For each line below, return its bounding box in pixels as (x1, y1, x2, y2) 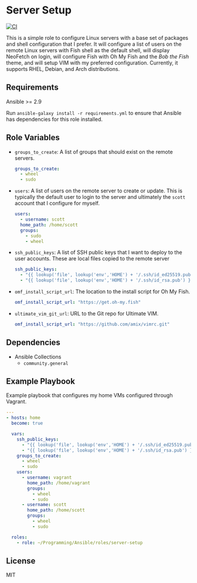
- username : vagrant (21, 474, 72, 481)
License (6, 555, 36, 566)
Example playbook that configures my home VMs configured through (6, 392, 173, 399)
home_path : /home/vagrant (27, 480, 91, 486)
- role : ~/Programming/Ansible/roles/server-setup (16, 540, 143, 545)
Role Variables (6, 133, 60, 143)
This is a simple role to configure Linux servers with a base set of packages (6, 34, 189, 41)
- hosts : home (6, 415, 41, 421)
